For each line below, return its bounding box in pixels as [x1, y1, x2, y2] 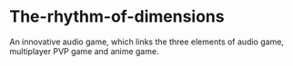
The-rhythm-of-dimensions [9, 6, 225, 27]
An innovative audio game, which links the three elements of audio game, [9, 36, 285, 47]
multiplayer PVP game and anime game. [9, 45, 159, 56]
